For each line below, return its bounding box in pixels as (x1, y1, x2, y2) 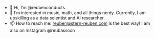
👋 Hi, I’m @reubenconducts (9, 5, 65, 10)
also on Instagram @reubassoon (9, 27, 75, 33)
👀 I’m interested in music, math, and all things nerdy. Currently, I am (9, 10, 146, 16)
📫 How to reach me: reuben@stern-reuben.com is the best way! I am (9, 20, 150, 26)
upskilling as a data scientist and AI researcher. (9, 15, 105, 20)
